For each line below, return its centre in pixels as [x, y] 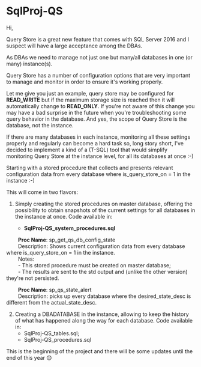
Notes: [26, 259]
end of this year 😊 [29, 357]
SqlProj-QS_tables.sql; [52, 333]
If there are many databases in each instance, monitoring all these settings [98, 137]
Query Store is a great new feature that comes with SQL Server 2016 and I [97, 39]
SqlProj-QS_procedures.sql [58, 339]
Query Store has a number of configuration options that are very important [98, 75]
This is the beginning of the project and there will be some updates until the [100, 351]
